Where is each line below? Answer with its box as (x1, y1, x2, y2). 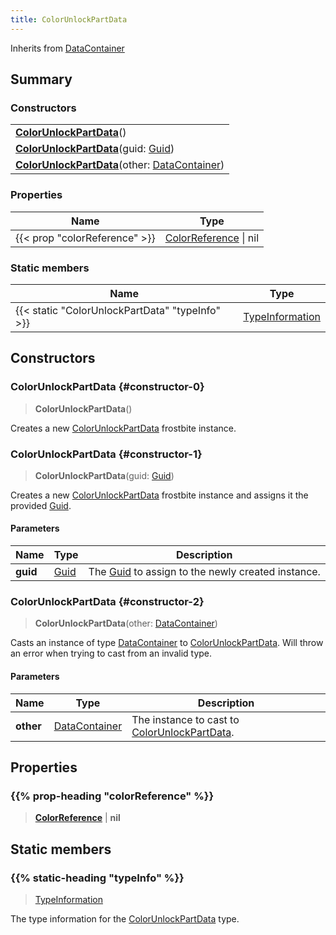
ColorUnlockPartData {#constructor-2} (10, 595, 205, 609)
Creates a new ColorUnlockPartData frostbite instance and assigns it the (10, 489, 309, 501)
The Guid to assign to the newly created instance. (88, 565, 321, 579)
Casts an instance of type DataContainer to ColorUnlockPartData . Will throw (10, 637, 324, 649)
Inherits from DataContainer (10, 42, 125, 54)
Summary (10, 71, 73, 88)
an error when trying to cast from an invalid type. (10, 647, 213, 660)
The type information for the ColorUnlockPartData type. (10, 912, 240, 925)
